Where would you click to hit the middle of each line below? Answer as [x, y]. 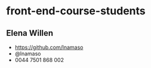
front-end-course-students [76, 11]
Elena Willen [30, 33]
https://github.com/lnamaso [49, 47]
